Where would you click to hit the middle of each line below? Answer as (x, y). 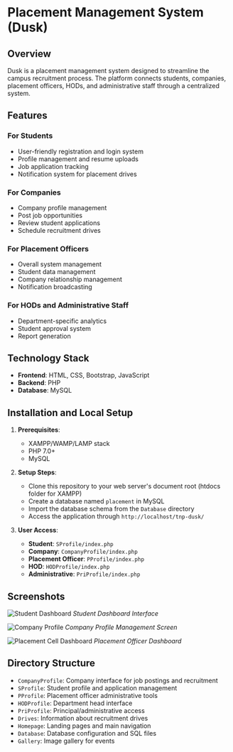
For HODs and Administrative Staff (68, 305)
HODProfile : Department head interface (75, 703)
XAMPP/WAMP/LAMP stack (69, 444)
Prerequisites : (39, 430)
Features (27, 115)
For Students (30, 136)
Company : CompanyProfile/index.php (83, 552)
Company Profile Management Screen (121, 627)
